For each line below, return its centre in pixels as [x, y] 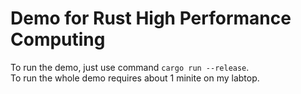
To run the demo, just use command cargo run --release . [130, 67]
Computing [58, 39]
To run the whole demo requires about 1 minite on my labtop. [135, 78]
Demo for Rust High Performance [151, 18]
